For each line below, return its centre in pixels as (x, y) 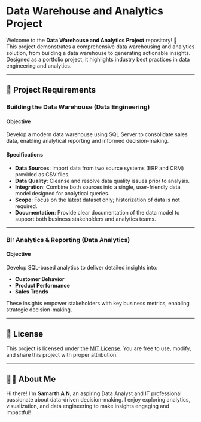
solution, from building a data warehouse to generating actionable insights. (98, 53)
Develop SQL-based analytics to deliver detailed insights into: (82, 267)
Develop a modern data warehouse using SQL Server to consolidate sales (97, 134)
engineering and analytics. (39, 65)
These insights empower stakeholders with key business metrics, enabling (98, 303)
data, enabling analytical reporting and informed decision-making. (88, 141)
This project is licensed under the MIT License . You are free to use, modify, (99, 348)
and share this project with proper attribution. (62, 354)
